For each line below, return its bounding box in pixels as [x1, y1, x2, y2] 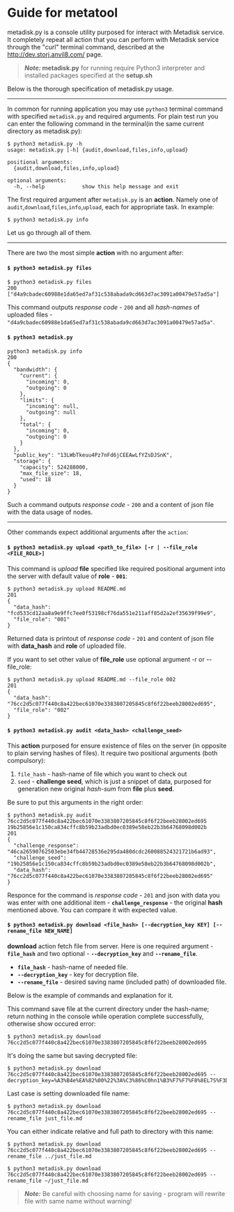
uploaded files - [7, 310, 53, 319]
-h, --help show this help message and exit [13, 183, 179, 190]
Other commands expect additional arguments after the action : [7, 528, 189, 536]
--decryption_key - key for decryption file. [17, 970, 139, 978]
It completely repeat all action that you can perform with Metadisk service [7, 35, 219, 43]
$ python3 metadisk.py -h [7, 140, 82, 147]
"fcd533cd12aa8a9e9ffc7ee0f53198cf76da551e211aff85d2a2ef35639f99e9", [7, 609, 217, 616]
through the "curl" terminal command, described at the [7, 43, 165, 51]
